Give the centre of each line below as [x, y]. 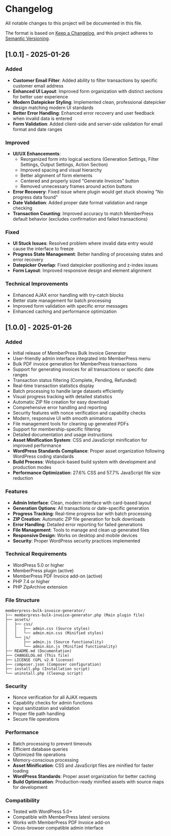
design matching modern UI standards [53, 108]
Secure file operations [36, 719]
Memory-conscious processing [46, 760]
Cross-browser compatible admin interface [58, 828]
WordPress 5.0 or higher [38, 565]
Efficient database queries [40, 749]
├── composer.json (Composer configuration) [53, 664]
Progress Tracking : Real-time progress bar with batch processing [82, 513]
